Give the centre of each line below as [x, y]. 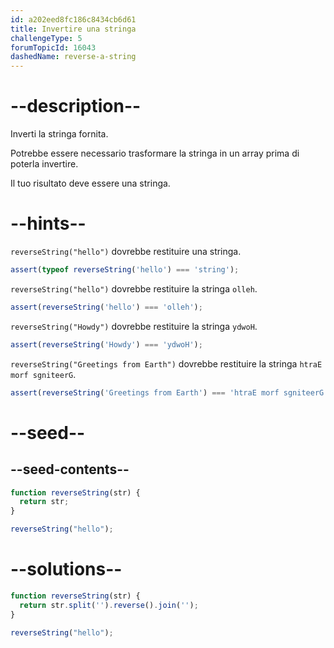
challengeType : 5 [46, 38]
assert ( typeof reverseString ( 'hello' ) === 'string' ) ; [125, 270]
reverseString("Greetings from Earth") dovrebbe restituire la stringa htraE [166, 363]
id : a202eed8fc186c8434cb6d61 [73, 19]
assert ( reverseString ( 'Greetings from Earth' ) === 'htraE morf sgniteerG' [169, 392]
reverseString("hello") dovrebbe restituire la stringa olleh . [134, 288]
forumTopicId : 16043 [53, 47]
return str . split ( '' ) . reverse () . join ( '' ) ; [109, 605]
